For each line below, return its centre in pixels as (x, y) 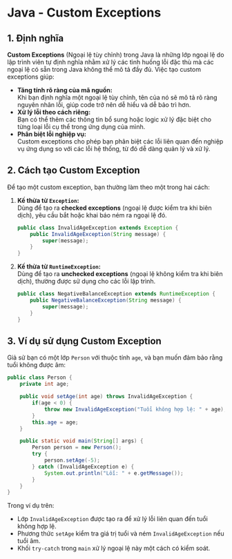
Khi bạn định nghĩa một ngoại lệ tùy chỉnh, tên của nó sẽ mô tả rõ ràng (117, 97)
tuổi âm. (29, 541)
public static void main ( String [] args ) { (81, 441)
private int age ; (45, 384)
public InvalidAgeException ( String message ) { (98, 234)
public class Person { (40, 377)
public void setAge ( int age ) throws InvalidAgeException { (106, 397)
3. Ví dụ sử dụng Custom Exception (85, 341)
